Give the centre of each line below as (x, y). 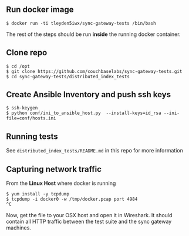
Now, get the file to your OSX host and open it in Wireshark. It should (89, 215)
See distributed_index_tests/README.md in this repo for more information (95, 151)
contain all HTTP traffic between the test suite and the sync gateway (89, 222)
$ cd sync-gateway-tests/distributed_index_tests (68, 77)
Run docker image (40, 10)
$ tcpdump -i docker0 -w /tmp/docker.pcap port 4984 (72, 200)
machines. (18, 228)
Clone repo (27, 53)
